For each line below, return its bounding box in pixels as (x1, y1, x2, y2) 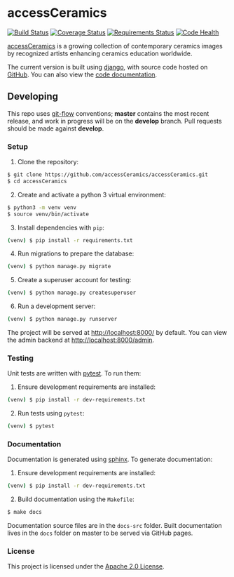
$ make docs (7, 509, 42, 516)
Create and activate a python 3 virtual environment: (17, 190, 166, 199)
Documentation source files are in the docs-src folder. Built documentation (7, 522, 222, 530)
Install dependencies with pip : (17, 223, 105, 232)
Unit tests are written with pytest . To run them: (7, 369, 142, 378)
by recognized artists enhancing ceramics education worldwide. (7, 49, 193, 58)
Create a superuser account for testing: (17, 276, 132, 284)
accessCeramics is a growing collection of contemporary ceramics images (7, 41, 223, 50)
